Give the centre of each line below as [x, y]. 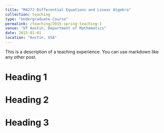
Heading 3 [27, 123]
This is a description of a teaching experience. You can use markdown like [82, 52]
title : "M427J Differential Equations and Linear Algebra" [68, 10]
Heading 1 [26, 77]
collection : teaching [28, 14]
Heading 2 [27, 100]
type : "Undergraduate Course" [37, 19]
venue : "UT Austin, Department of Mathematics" [56, 28]
